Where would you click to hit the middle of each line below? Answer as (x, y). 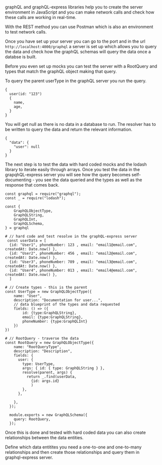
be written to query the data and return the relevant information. (69, 129)
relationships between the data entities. (44, 438)
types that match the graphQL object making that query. (61, 71)
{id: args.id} (45, 381)
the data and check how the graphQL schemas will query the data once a (78, 52)
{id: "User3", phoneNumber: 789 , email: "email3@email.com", (73, 262)
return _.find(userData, (52, 377)
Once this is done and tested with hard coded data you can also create (75, 432)
